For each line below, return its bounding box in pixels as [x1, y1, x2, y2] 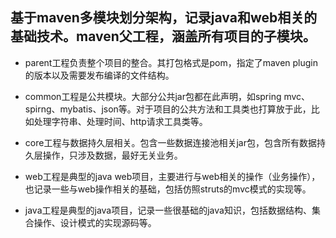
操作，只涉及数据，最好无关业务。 [42, 149, 183, 161]
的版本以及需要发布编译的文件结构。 [24, 69, 175, 81]
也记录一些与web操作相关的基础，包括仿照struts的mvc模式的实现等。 [24, 183, 312, 195]
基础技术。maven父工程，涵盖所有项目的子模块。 [10, 28, 317, 45]
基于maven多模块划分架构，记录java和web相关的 [10, 9, 318, 27]
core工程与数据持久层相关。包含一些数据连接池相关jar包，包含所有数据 [24, 136, 317, 148]
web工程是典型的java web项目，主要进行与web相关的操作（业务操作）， [24, 170, 321, 182]
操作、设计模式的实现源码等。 [33, 216, 157, 228]
